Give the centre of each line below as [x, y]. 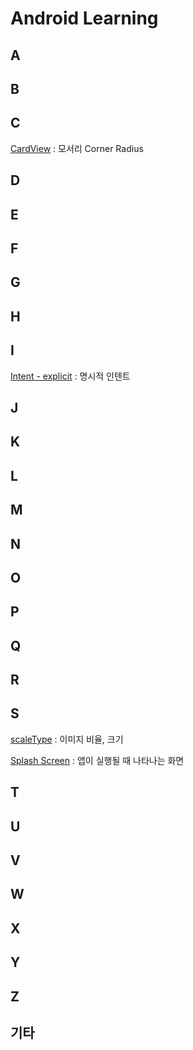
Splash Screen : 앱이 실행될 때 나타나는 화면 [97, 760]
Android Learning [84, 18]
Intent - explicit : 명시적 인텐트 [70, 376]
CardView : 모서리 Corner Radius [77, 148]
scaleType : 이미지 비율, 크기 [67, 739]
